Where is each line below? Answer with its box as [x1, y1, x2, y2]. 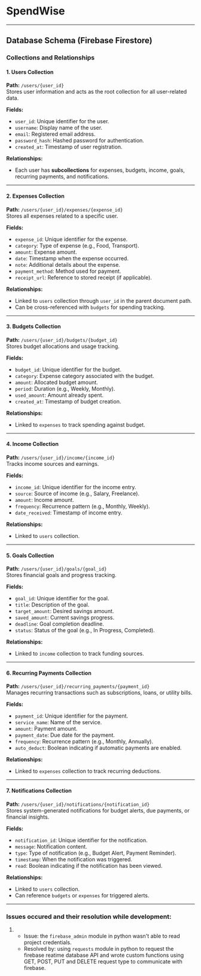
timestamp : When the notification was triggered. [14, 855, 133, 863]
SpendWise [6, 4, 65, 18]
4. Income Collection [6, 441, 59, 448]
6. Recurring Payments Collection [6, 669, 92, 677]
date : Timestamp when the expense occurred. [14, 254, 129, 262]
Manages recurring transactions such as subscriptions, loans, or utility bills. [6, 689, 193, 697]
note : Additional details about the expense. [14, 261, 121, 268]
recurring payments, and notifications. [14, 173, 109, 180]
